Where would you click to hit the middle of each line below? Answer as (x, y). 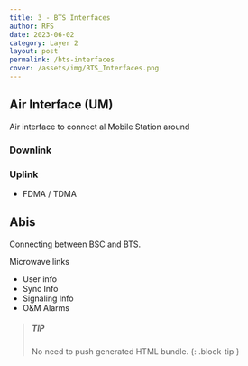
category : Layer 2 (44, 43)
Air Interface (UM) (61, 105)
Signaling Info (48, 298)
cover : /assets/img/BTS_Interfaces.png (84, 69)
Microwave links (40, 261)
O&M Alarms (46, 307)
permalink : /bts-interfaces (62, 60)
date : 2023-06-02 (42, 34)
